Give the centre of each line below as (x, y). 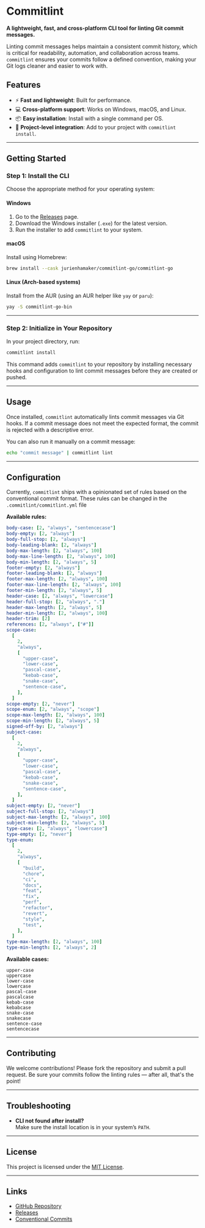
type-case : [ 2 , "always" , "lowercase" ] (57, 828)
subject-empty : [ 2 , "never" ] (43, 806)
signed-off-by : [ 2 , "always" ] (45, 727)
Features (23, 85)
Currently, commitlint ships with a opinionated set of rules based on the (97, 492)
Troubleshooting (39, 1106)
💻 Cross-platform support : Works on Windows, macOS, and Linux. (101, 109)
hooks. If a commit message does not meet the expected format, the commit (103, 423)
